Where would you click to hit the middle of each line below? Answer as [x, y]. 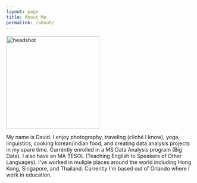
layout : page [22, 12]
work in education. [29, 175]
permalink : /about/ [30, 23]
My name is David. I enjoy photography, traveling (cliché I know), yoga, [93, 137]
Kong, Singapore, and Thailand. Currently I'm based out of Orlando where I [98, 169]
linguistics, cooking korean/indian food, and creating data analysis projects [98, 143]
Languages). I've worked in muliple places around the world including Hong [99, 162]
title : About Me [26, 17]
